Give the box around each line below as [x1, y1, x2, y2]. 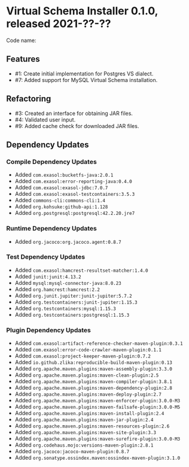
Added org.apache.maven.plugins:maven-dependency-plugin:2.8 [14, 384, 172, 392]
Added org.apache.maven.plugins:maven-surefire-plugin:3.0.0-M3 [14, 435, 181, 442]
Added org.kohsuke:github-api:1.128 [14, 203, 108, 210]
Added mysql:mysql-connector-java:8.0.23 [14, 279, 121, 286]
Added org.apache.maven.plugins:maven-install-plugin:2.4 [14, 410, 164, 417]
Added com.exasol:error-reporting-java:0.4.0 [14, 178, 133, 185]
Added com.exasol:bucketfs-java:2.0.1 [14, 171, 114, 178]
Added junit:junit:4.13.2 [14, 272, 82, 280]
